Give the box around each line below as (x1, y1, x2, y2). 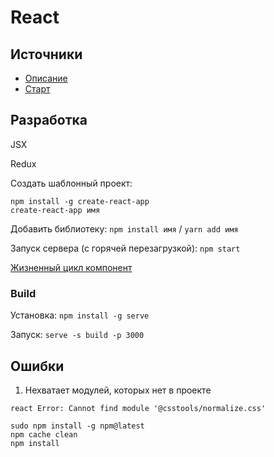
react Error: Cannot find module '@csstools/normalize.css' (10, 403, 267, 413)
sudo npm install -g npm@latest (10, 421, 145, 431)
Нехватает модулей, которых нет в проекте (24, 384, 212, 396)
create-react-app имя (10, 205, 101, 215)
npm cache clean (10, 429, 78, 440)
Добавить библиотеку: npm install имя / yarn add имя (10, 222, 239, 235)
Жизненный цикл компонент (10, 261, 133, 273)
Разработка (10, 112, 88, 129)
